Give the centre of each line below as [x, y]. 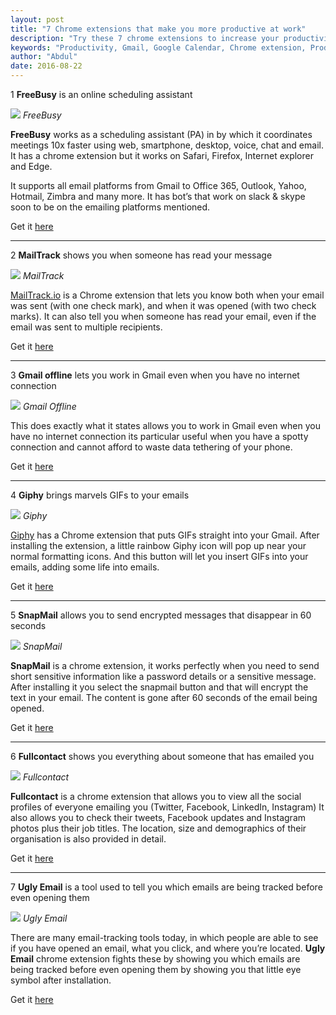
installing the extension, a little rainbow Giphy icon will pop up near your [158, 545]
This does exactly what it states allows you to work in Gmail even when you [165, 425]
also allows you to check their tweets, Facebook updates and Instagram [158, 817]
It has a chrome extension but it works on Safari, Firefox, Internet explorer [162, 155]
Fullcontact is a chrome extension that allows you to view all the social [156, 796]
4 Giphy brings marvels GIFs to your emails [100, 495]
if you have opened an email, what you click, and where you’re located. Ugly [168, 948]
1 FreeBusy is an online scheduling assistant [101, 94]
